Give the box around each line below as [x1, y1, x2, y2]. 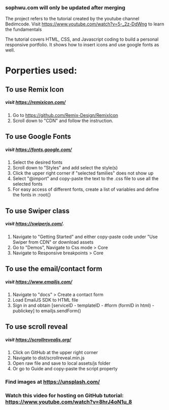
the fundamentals [5, 26, 42, 33]
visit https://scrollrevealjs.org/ [5, 336, 71, 342]
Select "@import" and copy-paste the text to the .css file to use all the [12, 175, 159, 182]
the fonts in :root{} [12, 192, 51, 198]
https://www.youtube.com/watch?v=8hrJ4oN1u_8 [5, 398, 133, 405]
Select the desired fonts [12, 159, 63, 165]
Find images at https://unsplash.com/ [5, 378, 100, 386]
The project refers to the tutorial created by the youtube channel [5, 16, 140, 22]
